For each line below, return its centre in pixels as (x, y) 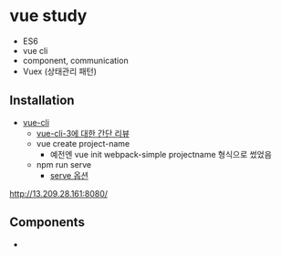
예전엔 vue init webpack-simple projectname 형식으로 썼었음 (161, 154)
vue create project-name (83, 143)
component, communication (76, 60)
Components (47, 223)
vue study (48, 16)
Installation (42, 101)
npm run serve (64, 164)
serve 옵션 (69, 175)
